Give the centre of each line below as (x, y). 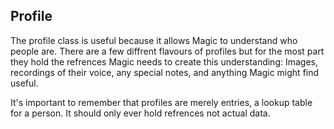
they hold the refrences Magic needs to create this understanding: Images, (164, 61)
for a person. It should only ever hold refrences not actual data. (140, 113)
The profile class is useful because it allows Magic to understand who (154, 40)
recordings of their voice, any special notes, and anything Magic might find (165, 72)
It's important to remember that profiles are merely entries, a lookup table (161, 102)
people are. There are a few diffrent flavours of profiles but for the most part (167, 51)
